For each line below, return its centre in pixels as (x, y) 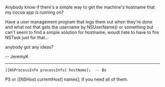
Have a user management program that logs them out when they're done (79, 22)
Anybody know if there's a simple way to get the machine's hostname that (80, 7)
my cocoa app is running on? (34, 12)
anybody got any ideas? (29, 47)
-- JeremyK (17, 57)
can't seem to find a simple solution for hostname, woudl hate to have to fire (82, 32)
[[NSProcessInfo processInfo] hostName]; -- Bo (56, 70)
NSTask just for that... (27, 37)
